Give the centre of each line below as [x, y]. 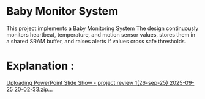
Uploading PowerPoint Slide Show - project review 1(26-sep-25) [87, 82]
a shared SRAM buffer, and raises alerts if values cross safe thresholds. [96, 41]
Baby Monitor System [62, 11]
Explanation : [40, 66]
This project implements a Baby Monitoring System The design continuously [102, 28]
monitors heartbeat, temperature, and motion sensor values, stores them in [101, 34]
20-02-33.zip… [34, 89]
